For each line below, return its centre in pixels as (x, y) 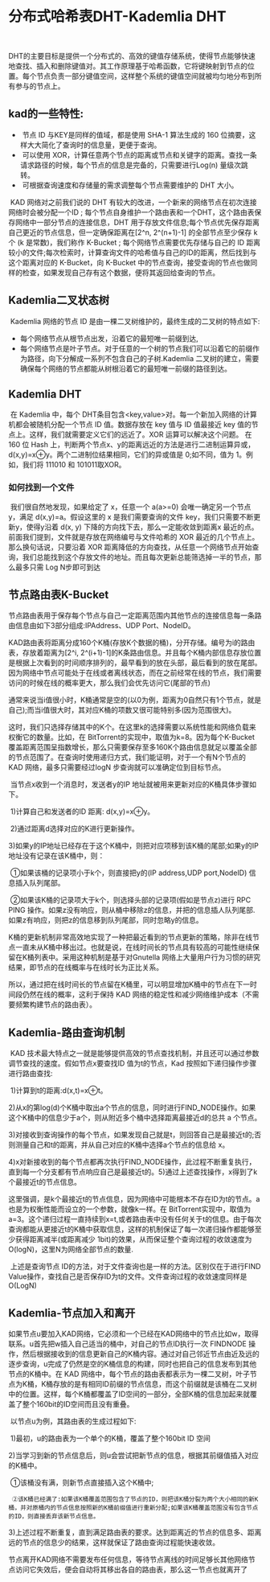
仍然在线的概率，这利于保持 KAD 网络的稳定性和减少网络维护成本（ (134, 995)
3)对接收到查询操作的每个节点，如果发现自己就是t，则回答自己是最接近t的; (131, 1135)
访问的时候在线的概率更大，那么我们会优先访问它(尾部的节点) (110, 683)
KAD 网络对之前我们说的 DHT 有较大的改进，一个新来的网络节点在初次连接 (133, 202)
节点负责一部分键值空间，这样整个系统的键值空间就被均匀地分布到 (145, 76)
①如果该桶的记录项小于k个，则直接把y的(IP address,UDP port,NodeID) (129, 873)
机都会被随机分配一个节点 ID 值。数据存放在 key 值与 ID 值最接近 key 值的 (130, 425)
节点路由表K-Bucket (59, 595)
